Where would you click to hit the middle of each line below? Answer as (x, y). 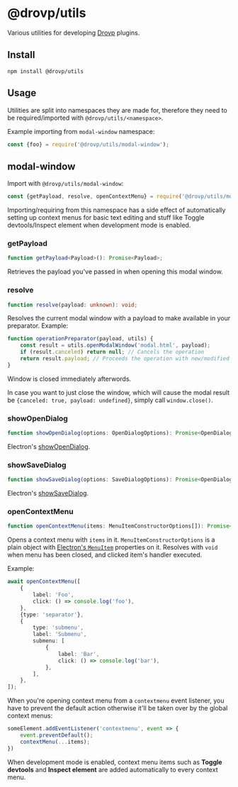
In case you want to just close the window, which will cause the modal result (119, 392)
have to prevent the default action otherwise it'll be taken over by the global (118, 708)
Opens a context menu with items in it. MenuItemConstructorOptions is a (111, 540)
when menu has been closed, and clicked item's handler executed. (105, 555)
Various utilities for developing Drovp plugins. (74, 33)
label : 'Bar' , (79, 654)
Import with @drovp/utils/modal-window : (66, 184)
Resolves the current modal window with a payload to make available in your (119, 318)
